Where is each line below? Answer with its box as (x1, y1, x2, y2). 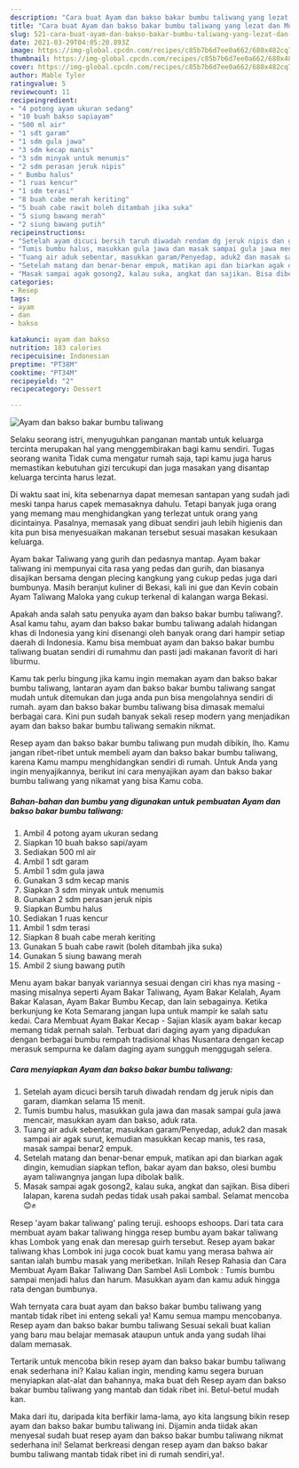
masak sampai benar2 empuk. (22, 1143, 134, 1154)
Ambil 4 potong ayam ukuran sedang (22, 828, 159, 839)
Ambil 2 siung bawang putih (22, 960, 126, 971)
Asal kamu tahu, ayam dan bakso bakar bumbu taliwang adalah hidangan (10, 618, 278, 629)
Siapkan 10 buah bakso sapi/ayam (22, 837, 148, 848)
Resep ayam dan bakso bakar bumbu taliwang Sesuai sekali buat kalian (10, 1320, 271, 1331)
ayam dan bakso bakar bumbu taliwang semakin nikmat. (10, 721, 216, 731)
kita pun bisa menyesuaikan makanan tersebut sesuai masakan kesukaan (10, 527, 278, 538)
